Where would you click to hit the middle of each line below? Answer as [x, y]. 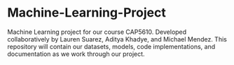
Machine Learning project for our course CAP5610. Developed [97, 32]
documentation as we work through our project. [76, 54]
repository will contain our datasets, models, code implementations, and [111, 46]
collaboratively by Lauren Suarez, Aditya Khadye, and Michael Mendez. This [117, 39]
